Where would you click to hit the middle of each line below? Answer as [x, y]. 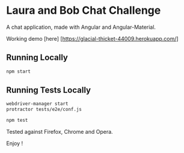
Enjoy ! [15, 143]
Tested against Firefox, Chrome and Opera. [60, 132]
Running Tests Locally [49, 90]
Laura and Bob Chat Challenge [84, 10]
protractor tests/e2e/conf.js [44, 109]
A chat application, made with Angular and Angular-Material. [81, 27]
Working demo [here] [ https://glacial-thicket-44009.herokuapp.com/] [92, 38]
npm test [17, 121]
